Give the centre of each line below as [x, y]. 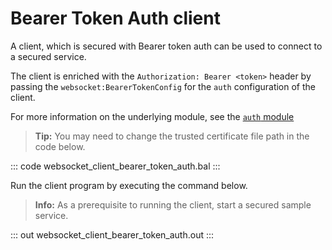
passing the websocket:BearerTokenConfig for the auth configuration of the [163, 86]
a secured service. [48, 56]
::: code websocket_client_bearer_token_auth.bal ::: [115, 166]
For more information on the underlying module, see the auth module [152, 116]
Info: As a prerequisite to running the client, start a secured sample [173, 204]
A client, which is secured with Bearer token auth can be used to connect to [166, 46]
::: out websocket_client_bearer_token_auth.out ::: [112, 234]
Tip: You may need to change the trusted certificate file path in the [172, 136]
